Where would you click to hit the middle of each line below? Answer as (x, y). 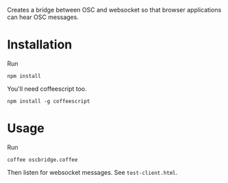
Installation (40, 45)
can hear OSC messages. (43, 17)
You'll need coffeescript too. (47, 89)
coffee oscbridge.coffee (42, 160)
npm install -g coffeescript (49, 101)
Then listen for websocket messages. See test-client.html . (92, 172)
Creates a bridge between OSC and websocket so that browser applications (114, 10)
